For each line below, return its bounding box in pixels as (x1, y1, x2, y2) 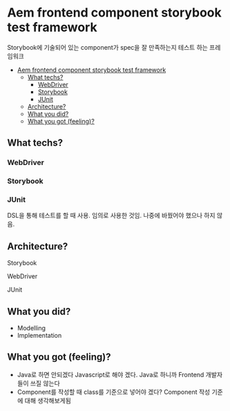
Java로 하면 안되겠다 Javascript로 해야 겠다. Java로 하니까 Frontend (17, 370, 204, 379)
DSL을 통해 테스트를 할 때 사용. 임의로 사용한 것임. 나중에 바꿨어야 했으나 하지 (7, 211, 215, 220)
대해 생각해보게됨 (24, 396, 71, 405)
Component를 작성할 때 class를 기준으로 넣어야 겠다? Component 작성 (17, 388, 211, 396)
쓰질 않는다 (30, 379, 60, 388)
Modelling (17, 324, 46, 332)
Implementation (17, 332, 62, 340)
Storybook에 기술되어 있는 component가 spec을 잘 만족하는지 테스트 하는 (7, 43, 209, 51)
